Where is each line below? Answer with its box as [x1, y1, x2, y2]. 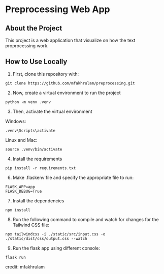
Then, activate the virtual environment [12, 108, 92, 114]
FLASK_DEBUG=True [5, 189, 42, 194]
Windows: [5, 118, 26, 124]
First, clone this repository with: [12, 71, 79, 77]
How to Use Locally [5, 57, 68, 66]
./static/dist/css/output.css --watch [5, 236, 87, 241]
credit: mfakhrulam [5, 263, 45, 270]
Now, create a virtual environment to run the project [12, 89, 121, 96]
